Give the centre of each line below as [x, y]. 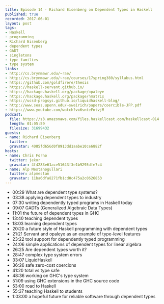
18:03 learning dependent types [44, 223]
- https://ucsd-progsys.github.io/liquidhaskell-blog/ [62, 101]
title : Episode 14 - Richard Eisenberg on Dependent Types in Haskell [79, 10]
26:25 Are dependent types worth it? [49, 250]
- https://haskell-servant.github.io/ [45, 87]
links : [12, 69]
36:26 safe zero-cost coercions [44, 265]
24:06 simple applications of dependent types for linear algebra [77, 244]
